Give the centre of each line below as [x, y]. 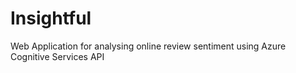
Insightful [51, 18]
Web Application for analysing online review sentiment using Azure [148, 46]
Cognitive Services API [57, 56]
